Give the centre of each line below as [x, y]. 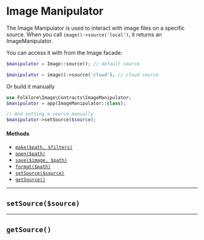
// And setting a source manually [50, 114]
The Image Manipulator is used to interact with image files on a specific [96, 28]
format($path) [33, 167]
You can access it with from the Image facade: [64, 52]
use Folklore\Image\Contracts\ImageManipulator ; [69, 98]
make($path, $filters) [44, 148]
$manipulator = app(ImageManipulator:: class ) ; [66, 103]
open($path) [30, 154]
